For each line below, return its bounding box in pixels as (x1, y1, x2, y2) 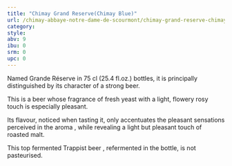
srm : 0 (7, 49, 26, 56)
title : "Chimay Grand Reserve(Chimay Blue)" (7, 10, 137, 17)
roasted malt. (7, 130, 45, 138)
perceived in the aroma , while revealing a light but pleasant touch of (7, 122, 202, 131)
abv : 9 (7, 36, 26, 43)
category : (7, 23, 36, 30)
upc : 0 (7, 55, 26, 62)
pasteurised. (7, 151, 43, 159)
